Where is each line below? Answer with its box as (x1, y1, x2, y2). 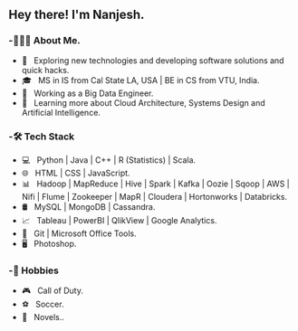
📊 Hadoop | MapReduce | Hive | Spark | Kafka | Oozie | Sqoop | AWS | (21, 178, 291, 189)
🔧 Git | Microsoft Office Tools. (21, 228, 137, 239)
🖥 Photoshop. (21, 238, 77, 249)
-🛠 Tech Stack (8, 130, 75, 143)
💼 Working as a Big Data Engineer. (21, 88, 154, 99)
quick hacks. (21, 64, 70, 75)
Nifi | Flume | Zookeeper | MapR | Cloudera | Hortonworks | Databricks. (21, 191, 287, 202)
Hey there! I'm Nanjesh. (8, 7, 145, 23)
